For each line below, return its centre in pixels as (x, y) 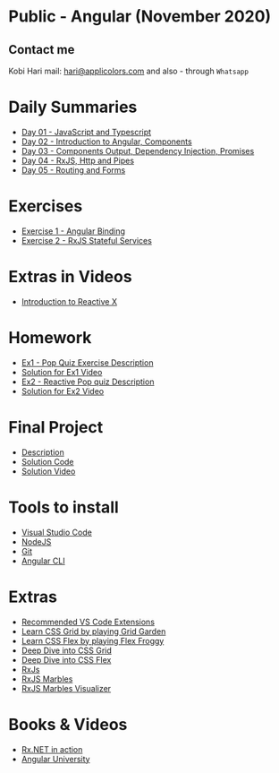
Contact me (42, 50)
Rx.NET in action (52, 749)
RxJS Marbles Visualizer (66, 688)
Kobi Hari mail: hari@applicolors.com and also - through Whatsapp (129, 71)
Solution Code (47, 461)
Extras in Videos (70, 277)
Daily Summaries (73, 107)
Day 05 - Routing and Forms (73, 170)
